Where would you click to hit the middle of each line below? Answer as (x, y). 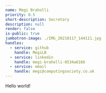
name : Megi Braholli (27, 10)
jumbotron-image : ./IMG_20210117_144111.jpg (53, 39)
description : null (25, 24)
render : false (20, 29)
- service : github (30, 48)
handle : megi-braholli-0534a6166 (50, 62)
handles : (15, 43)
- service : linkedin (32, 57)
